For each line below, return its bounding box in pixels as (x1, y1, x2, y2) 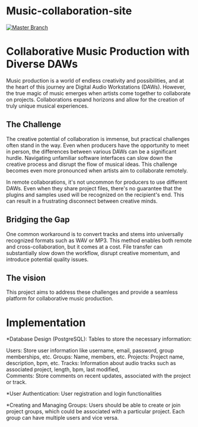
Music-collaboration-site (6, 4, 132, 18)
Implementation (6, 316, 86, 329)
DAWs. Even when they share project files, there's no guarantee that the (6, 184, 182, 191)
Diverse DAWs (6, 58, 78, 71)
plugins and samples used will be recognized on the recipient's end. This (6, 191, 184, 198)
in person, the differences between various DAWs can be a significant (6, 147, 177, 155)
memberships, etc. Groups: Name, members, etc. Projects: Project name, (6, 353, 185, 360)
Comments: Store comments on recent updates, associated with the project (6, 372, 191, 379)
